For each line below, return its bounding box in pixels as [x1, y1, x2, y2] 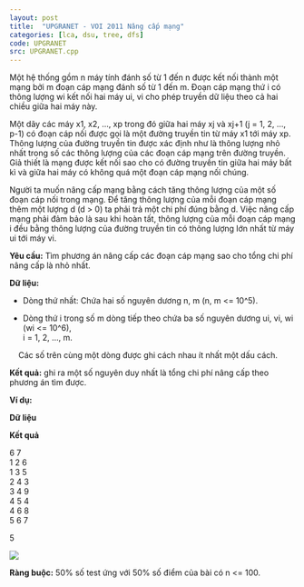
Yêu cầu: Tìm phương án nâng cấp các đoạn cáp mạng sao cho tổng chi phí [9, 251, 293, 262]
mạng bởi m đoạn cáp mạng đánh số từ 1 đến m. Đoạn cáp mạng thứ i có [9, 82, 281, 93]
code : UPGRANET [9, 38, 67, 48]
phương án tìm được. [9, 377, 87, 388]
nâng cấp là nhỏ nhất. [9, 260, 91, 271]
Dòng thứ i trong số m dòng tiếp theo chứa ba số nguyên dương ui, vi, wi [22, 313, 294, 323]
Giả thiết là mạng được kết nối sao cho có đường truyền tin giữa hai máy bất [9, 157, 292, 168]
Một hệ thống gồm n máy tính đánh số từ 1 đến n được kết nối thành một [9, 72, 279, 83]
